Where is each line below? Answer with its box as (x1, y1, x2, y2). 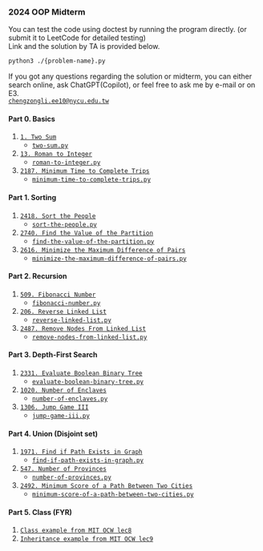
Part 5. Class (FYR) (8, 507, 72, 517)
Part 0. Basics (8, 114, 56, 123)
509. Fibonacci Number (19, 291, 96, 299)
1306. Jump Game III (19, 403, 89, 411)
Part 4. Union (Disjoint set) (8, 428, 99, 438)
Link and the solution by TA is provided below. (8, 42, 160, 51)
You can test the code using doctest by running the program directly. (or (8, 25, 247, 34)
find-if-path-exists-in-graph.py (31, 456, 144, 465)
